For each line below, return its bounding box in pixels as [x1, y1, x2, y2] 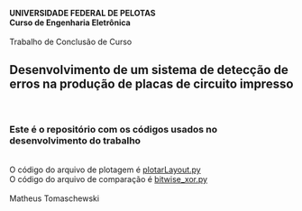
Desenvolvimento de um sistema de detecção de [9, 62, 288, 78]
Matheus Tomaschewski [9, 193, 100, 204]
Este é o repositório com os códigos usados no [9, 123, 218, 135]
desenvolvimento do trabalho [9, 134, 142, 147]
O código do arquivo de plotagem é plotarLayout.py [9, 164, 201, 175]
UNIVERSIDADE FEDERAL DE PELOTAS [9, 8, 156, 18]
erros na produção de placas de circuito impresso [9, 77, 294, 92]
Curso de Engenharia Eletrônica [9, 17, 131, 28]
